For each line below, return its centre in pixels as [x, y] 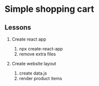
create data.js [33, 73]
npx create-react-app [41, 49]
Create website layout [34, 64]
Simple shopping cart [49, 9]
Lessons [18, 27]
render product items [41, 78]
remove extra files [37, 54]
